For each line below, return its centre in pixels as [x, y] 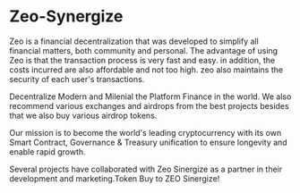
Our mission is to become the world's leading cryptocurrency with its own [146, 132]
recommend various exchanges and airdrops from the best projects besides [149, 105]
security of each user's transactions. [77, 79]
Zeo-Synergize [66, 17]
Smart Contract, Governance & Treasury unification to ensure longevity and [149, 142]
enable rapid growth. [48, 151]
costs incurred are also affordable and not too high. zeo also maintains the [146, 70]
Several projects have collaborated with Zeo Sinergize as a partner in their [146, 169]
